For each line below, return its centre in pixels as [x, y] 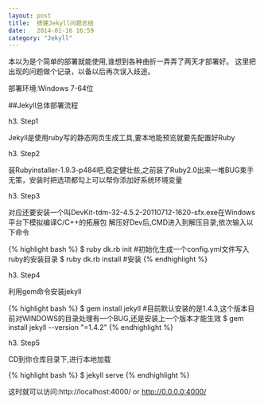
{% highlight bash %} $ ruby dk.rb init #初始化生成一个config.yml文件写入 [129, 249]
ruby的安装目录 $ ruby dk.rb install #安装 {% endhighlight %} [108, 259]
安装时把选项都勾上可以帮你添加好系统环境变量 [106, 180]
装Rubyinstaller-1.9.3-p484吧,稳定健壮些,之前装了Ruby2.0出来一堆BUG [124, 170]
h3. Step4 [24, 275]
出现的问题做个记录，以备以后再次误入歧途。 [82, 72]
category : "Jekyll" [41, 38]
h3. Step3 [24, 196]
